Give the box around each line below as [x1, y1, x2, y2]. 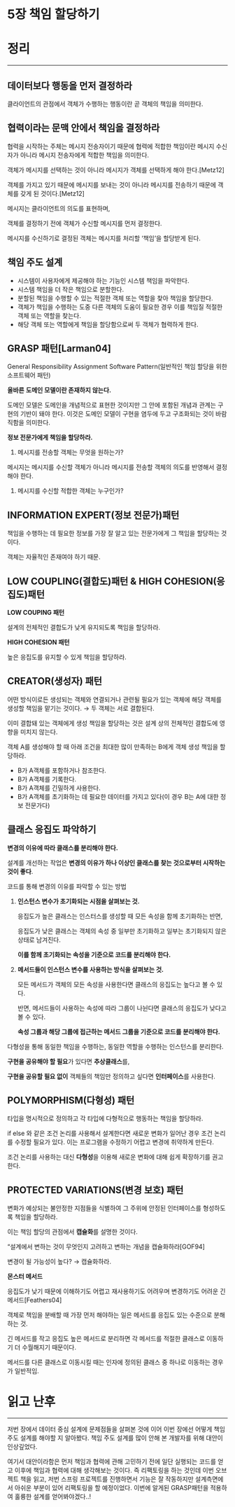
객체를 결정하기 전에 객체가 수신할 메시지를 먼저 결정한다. [7, 218, 162, 228]
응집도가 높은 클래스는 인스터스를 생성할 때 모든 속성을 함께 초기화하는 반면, [17, 912, 223, 920]
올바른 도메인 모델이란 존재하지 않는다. [7, 386, 112, 394]
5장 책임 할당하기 [7, 6, 100, 22]
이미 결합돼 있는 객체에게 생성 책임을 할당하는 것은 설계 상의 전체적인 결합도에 [7, 718, 218, 727]
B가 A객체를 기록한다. [17, 775, 77, 783]
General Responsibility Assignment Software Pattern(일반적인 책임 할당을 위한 [7, 362, 227, 371]
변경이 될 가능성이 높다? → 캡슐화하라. [7, 1258, 112, 1266]
